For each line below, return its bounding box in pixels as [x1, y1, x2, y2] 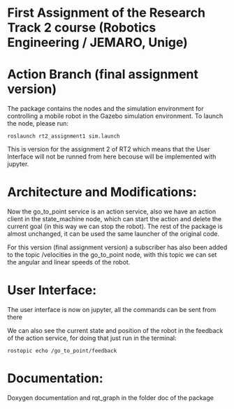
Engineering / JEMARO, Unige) [7, 35, 189, 50]
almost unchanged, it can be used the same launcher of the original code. [7, 230, 220, 238]
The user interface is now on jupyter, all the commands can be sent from [7, 306, 217, 313]
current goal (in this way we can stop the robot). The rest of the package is [7, 222, 224, 231]
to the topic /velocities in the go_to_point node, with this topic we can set [7, 251, 217, 259]
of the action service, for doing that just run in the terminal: [7, 334, 177, 342]
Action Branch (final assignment [7, 66, 199, 82]
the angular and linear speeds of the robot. [7, 258, 131, 267]
